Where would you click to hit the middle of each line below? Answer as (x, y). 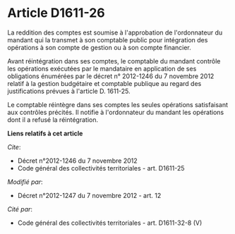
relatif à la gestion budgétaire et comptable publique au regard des (104, 83)
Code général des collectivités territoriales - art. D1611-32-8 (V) (110, 223)
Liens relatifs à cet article (45, 133)
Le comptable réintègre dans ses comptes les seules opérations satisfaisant (117, 104)
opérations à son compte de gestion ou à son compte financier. (100, 47)
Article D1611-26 (56, 13)
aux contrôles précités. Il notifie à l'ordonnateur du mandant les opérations (116, 112)
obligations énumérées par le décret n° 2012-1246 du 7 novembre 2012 (111, 76)
